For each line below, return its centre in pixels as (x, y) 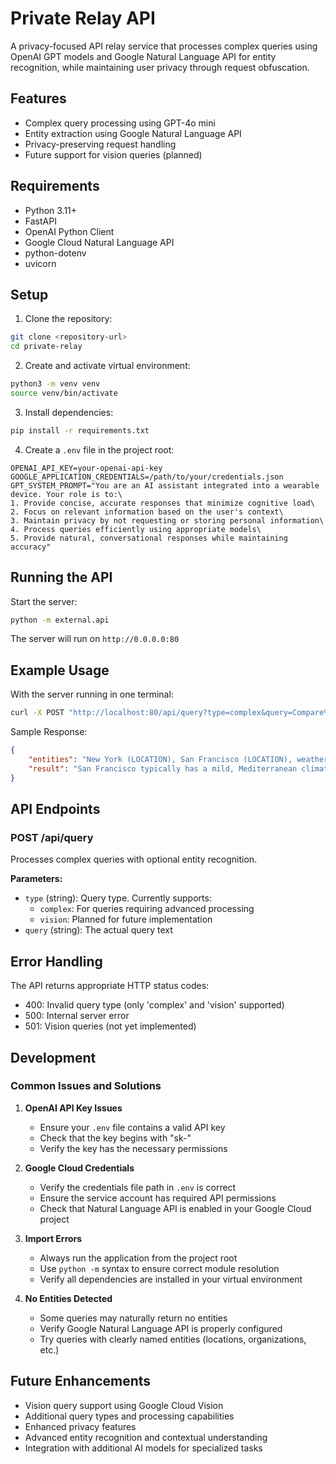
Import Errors (53, 1238)
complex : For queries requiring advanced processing (147, 909)
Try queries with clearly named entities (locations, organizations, (173, 1339)
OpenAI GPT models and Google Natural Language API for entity (143, 56)
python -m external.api (60, 620)
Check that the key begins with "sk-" (115, 1138)
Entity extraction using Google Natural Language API (133, 133)
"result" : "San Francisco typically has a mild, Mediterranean (163, 768)
